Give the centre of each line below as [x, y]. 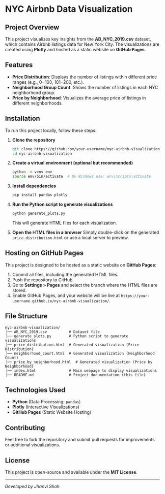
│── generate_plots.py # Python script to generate [67, 336]
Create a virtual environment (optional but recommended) [73, 163]
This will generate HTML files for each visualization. [65, 223]
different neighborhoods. [37, 103]
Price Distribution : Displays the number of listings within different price [84, 77]
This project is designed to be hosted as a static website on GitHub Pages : [81, 265]
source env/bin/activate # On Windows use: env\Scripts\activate [82, 177]
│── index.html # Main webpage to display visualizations [81, 370]
